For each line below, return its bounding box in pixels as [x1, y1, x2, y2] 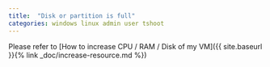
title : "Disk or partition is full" [8, 11, 136, 20]
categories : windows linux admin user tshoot [8, 19, 164, 27]
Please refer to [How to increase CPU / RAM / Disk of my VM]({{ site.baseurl [8, 41, 263, 51]
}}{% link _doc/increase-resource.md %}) [8, 50, 147, 60]
